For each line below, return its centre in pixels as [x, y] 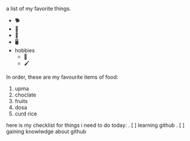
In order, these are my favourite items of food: [62, 77]
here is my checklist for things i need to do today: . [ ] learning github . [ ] [96, 125]
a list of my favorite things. [39, 9]
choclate [26, 95]
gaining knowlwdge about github [46, 132]
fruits [21, 101]
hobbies [25, 50]
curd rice [26, 114]
